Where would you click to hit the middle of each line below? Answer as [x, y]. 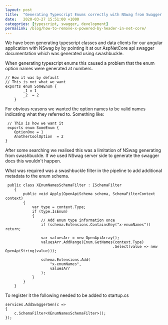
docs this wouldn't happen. [33, 161]
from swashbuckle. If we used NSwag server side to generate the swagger [82, 155]
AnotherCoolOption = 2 [39, 137]
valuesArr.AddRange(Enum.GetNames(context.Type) [92, 242]
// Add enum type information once [78, 220]
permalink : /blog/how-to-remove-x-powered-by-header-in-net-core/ [76, 29]
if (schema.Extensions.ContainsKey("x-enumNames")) [96, 225]
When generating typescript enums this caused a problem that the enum [80, 63]
